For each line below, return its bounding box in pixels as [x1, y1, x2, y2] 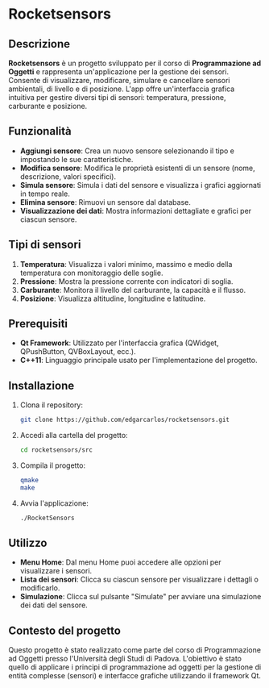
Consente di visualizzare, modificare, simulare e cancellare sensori [8, 76, 231, 85]
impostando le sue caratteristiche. [19, 154, 134, 164]
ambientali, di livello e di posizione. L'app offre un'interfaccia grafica [8, 84, 235, 94]
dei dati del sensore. [19, 600, 89, 610]
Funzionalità [8, 124, 72, 138]
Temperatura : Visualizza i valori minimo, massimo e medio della [19, 259, 233, 269]
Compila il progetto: [19, 461, 86, 470]
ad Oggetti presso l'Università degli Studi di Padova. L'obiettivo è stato [8, 654, 242, 664]
